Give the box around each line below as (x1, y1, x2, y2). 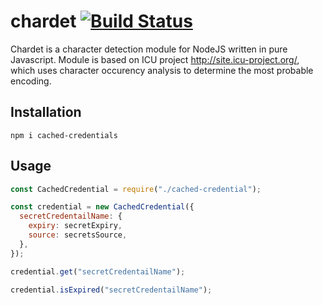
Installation (10, 104, 82, 121)
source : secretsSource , (28, 230, 128, 240)
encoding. (10, 75, 52, 87)
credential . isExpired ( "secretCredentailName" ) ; (10, 285, 213, 295)
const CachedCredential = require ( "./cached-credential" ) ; (10, 184, 262, 194)
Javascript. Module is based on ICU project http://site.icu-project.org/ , (10, 53, 300, 65)
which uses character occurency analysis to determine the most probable (10, 64, 314, 76)
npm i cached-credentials (10, 130, 118, 140)
